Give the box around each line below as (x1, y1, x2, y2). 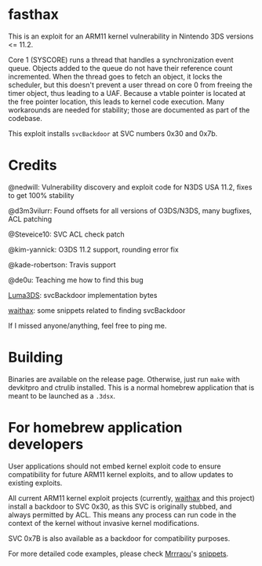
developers (8, 436, 84, 453)
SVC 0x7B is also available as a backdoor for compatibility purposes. (8, 533, 231, 543)
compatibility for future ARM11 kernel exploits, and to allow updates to (8, 469, 234, 479)
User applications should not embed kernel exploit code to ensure (8, 461, 221, 471)
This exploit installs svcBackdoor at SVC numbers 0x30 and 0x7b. (8, 128, 218, 138)
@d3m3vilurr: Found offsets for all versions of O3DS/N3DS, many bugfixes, (8, 206, 253, 215)
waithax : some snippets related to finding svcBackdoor (8, 305, 186, 315)
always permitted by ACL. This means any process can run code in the (8, 509, 237, 520)
